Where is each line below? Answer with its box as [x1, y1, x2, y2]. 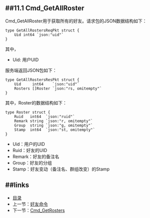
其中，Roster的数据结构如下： [5, 99, 67, 105]
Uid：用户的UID [12, 141, 45, 147]
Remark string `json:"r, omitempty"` [14, 118, 93, 123]
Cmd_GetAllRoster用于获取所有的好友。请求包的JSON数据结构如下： [5, 17, 147, 24]
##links [5, 181, 29, 189]
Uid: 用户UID [12, 56, 39, 62]
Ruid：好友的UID [12, 147, 48, 153]
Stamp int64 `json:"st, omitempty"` [14, 127, 95, 132]
